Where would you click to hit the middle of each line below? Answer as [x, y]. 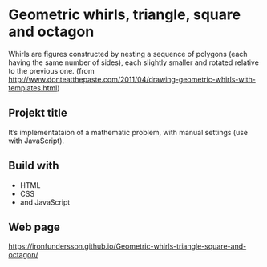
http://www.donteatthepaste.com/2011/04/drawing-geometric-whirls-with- [132, 79]
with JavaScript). [36, 141]
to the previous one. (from [51, 70]
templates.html [33, 88]
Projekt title [38, 113]
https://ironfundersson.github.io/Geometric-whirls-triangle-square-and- [127, 246]
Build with [34, 166]
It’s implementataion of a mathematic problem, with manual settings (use [128, 132]
